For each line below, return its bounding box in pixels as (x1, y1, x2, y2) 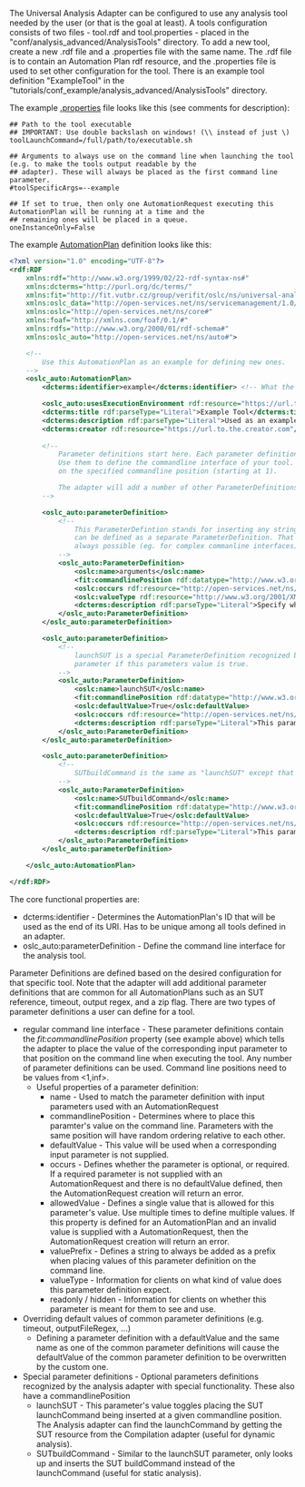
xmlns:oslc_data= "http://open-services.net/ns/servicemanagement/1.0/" (25, 299, 302, 308)
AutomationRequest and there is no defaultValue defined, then (49, 1177, 283, 1188)
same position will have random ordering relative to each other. (49, 1129, 286, 1140)
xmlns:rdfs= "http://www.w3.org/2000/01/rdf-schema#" (25, 324, 230, 333)
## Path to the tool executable (9, 120, 132, 129)
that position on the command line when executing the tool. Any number (22, 1052, 293, 1063)
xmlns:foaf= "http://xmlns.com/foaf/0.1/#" (25, 316, 189, 325)
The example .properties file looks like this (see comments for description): (9, 103, 290, 113)
